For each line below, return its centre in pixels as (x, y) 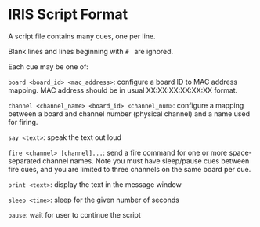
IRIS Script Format (68, 15)
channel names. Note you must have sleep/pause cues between (146, 161)
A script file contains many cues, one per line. (82, 36)
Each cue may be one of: (48, 66)
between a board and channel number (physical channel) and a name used (129, 113)
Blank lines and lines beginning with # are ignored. (91, 51)
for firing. (23, 122)
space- (240, 152)
